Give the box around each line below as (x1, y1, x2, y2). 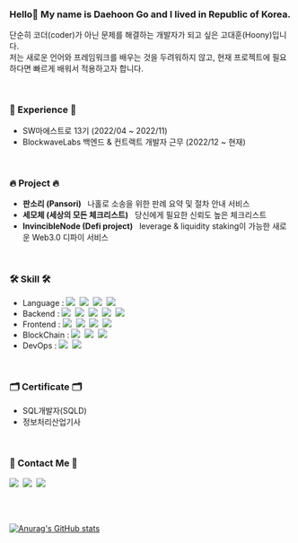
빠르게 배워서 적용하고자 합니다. (32, 63, 144, 74)
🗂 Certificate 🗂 (9, 381, 83, 393)
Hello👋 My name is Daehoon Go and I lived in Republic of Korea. (9, 8, 292, 21)
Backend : (22, 309, 60, 320)
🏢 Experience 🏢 (9, 103, 77, 116)
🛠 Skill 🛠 (9, 273, 51, 285)
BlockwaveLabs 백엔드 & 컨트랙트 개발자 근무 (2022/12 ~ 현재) (22, 136, 247, 147)
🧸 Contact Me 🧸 (9, 457, 78, 469)
